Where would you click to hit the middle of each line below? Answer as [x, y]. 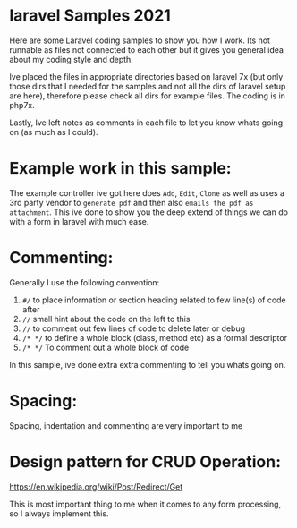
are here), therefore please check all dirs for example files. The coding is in [148, 96]
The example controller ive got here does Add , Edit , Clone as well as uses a [147, 192]
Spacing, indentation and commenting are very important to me [126, 425]
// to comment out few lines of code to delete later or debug [134, 328]
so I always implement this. [59, 513]
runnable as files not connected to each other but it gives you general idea [147, 49]
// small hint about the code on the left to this [106, 319]
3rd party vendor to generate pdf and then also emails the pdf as [132, 202]
